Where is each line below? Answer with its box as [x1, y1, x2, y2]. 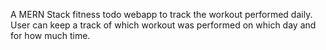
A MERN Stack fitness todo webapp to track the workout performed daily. [10, 9, 313, 20]
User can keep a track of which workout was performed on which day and [10, 19, 317, 31]
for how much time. [10, 30, 91, 41]
